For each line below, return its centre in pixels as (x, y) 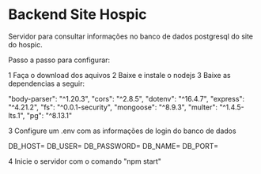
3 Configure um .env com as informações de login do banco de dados (122, 131)
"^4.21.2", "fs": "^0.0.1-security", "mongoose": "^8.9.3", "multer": (113, 107)
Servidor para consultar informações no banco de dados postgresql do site (131, 36)
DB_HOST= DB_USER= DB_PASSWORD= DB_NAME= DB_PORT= (113, 146)
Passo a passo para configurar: (59, 60)
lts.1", (17, 115)
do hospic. (25, 44)
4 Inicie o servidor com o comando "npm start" (85, 161)
